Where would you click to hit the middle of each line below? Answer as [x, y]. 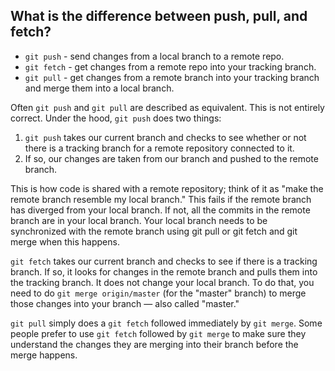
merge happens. [44, 355]
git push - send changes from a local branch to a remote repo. [154, 56]
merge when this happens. [65, 241]
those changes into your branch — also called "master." [125, 303]
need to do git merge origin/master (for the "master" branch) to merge [158, 293]
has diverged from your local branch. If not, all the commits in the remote [160, 210]
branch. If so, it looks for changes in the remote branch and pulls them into [164, 271]
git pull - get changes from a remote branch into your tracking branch [172, 77]
